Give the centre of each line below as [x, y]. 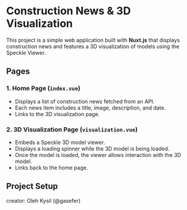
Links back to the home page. [51, 167]
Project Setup [32, 187]
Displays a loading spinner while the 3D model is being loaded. [92, 148]
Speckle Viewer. [26, 52]
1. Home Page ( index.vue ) [43, 89]
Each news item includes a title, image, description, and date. [90, 108]
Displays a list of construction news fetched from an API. [85, 101]
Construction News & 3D [69, 11]
